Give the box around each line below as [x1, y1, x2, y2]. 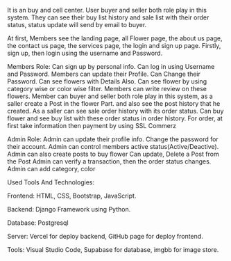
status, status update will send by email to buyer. [7, 21, 147, 29]
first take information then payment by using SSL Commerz [7, 122, 177, 129]
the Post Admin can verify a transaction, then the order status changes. [7, 157, 212, 166]
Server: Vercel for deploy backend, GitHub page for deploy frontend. [7, 232, 203, 240]
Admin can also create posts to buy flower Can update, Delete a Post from [7, 150, 220, 158]
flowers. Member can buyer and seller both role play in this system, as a [7, 92, 213, 100]
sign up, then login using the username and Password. [7, 49, 163, 57]
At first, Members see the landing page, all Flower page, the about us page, [7, 34, 223, 42]
